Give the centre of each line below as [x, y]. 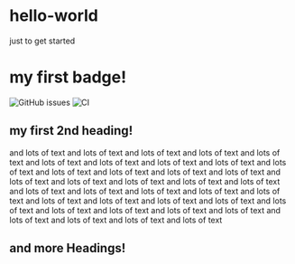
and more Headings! [68, 248]
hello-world [54, 16]
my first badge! [68, 77]
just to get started [42, 41]
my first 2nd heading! [71, 131]
